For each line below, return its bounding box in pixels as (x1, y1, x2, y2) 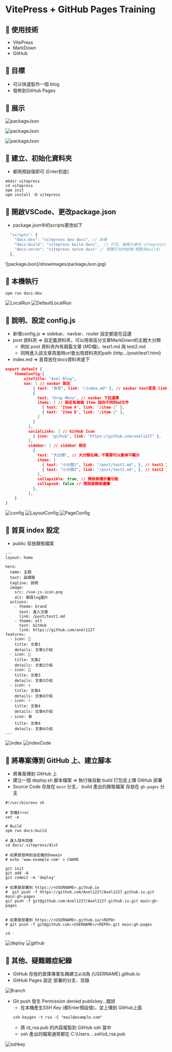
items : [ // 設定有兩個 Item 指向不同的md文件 (37, 400, 130, 405)
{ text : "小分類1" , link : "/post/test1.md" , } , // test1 (41, 462, 164, 467)
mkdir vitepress (5, 179, 40, 184)
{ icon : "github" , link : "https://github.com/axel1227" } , (32, 433, 161, 439)
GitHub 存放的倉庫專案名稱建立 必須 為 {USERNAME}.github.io (12, 971, 140, 977)
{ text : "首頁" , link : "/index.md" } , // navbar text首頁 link (32, 385, 167, 391)
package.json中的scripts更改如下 (12, 222, 83, 228)
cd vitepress (5, 183, 33, 189)
